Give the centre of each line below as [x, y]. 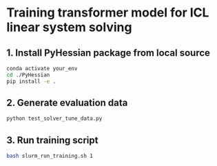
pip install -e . [31, 81]
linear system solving [69, 27]
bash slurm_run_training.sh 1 [50, 156]
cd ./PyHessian [28, 75]
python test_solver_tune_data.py [54, 118]
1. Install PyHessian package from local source [108, 53]
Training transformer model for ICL [108, 13]
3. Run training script [52, 140]
